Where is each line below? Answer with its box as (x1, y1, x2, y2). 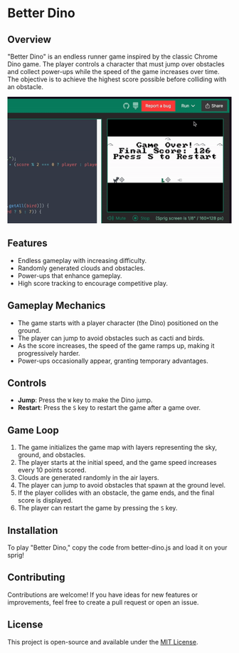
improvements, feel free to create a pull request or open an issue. (7, 597, 199, 607)
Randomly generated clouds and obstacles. (17, 264, 146, 272)
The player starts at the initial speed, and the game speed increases (17, 458, 217, 467)
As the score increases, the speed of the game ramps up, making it (17, 341, 215, 350)
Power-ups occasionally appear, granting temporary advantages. (17, 356, 208, 365)
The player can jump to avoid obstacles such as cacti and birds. (17, 334, 205, 342)
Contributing (7, 572, 65, 584)
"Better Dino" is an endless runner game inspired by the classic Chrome (7, 52, 218, 61)
